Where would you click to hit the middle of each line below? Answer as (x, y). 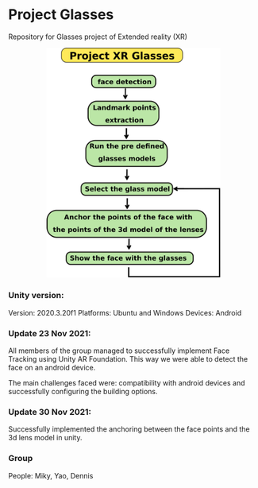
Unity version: (36, 296)
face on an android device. (52, 367)
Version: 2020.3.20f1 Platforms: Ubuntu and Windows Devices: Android (125, 312)
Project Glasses (61, 15)
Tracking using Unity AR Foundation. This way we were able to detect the (128, 358)
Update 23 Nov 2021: (50, 333)
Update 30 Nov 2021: (50, 412)
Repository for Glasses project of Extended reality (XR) (98, 37)
